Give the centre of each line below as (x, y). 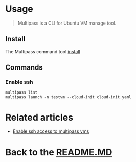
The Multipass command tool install (43, 51)
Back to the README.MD (59, 152)
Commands (24, 68)
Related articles (39, 117)
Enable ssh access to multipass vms (51, 131)
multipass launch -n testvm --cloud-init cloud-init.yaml (68, 97)
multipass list (21, 92)
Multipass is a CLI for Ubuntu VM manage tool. (67, 23)
